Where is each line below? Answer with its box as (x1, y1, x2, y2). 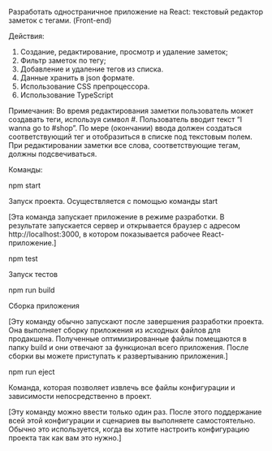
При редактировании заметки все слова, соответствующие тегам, (8, 141, 241, 150)
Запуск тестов (8, 270, 58, 279)
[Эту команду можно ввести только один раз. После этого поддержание (8, 407, 262, 417)
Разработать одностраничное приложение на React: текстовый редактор (8, 7, 264, 16)
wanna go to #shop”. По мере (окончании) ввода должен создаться (8, 124, 242, 132)
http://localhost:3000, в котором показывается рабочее (8, 229, 201, 239)
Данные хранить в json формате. (19, 73, 136, 82)
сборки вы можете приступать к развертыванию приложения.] (8, 351, 229, 361)
